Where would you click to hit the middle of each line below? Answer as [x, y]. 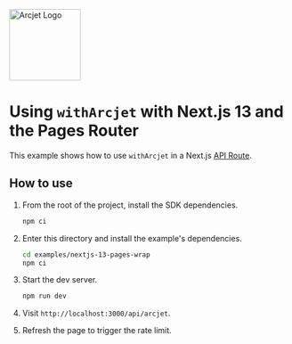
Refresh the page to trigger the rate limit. [97, 331]
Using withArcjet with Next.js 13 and [146, 112]
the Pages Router [74, 131]
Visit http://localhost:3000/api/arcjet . [96, 313]
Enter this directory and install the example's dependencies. [132, 238]
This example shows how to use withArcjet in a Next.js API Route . [130, 155]
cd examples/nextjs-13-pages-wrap [86, 254]
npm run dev [44, 296]
